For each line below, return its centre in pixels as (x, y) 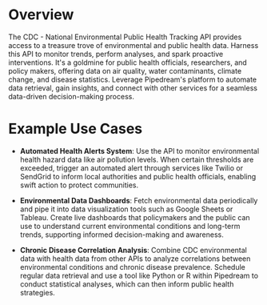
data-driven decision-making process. (71, 96)
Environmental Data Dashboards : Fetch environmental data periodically (139, 200)
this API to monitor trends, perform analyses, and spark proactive (116, 54)
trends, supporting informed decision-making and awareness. (122, 235)
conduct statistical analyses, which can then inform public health (127, 284)
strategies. (38, 292)
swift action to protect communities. (79, 185)
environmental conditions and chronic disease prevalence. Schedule (133, 267)
